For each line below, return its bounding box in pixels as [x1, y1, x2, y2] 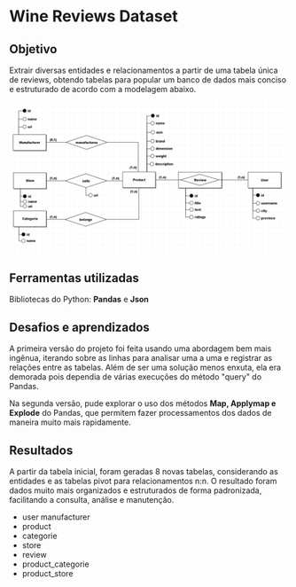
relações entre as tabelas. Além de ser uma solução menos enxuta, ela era [9, 362, 282, 373]
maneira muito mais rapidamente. [9, 417, 131, 427]
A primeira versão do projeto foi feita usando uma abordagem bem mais [9, 343, 272, 354]
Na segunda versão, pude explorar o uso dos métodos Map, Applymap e [9, 398, 277, 409]
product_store [21, 568, 74, 579]
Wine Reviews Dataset [9, 6, 179, 27]
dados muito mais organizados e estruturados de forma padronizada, [9, 485, 262, 496]
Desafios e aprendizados [9, 319, 151, 334]
